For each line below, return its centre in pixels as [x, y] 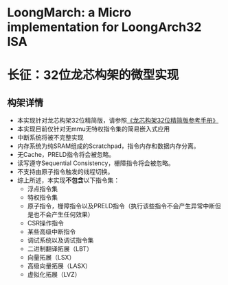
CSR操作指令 [45, 223]
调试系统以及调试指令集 [60, 240]
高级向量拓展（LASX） [59, 266]
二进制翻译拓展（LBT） [60, 249]
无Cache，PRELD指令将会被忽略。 [66, 155]
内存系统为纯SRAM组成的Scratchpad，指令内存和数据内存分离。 [109, 146]
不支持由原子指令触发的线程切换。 [65, 172]
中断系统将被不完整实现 [50, 138]
